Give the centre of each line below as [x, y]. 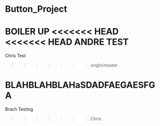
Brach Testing [19, 109]
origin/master [104, 65]
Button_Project [36, 9]
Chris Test [15, 56]
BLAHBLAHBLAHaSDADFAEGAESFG [80, 85]
